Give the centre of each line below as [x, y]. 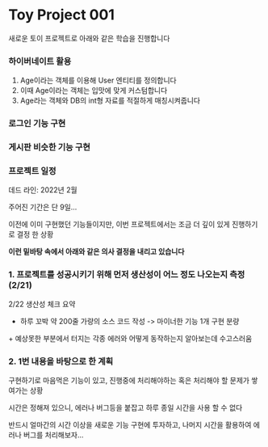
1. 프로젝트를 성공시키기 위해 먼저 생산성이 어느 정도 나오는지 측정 [127, 275]
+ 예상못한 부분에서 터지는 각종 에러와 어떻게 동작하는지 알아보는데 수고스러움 [130, 338]
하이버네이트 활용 [40, 61]
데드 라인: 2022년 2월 [43, 190]
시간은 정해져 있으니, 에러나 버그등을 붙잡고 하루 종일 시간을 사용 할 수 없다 [126, 407]
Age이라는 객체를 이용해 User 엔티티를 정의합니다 [98, 80]
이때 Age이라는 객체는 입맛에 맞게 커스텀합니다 [94, 91]
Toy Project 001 [62, 15]
